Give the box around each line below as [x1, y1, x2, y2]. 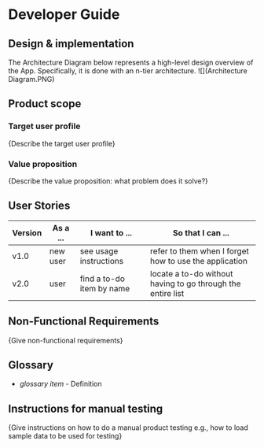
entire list [150, 287, 185, 298]
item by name [79, 283, 130, 294]
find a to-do [79, 273, 126, 284]
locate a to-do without [150, 268, 233, 279]
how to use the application [150, 255, 247, 266]
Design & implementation [8, 37, 134, 50]
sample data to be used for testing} [8, 431, 123, 441]
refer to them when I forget [150, 246, 249, 257]
